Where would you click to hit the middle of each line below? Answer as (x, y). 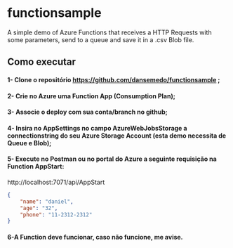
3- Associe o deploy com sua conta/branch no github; (88, 112)
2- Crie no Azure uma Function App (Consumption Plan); (91, 96)
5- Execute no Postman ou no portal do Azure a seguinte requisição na (112, 159)
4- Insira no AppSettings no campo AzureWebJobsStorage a (97, 128)
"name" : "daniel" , (47, 202)
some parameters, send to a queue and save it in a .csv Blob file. (101, 39)
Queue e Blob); (29, 143)
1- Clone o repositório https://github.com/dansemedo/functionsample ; (114, 79)
